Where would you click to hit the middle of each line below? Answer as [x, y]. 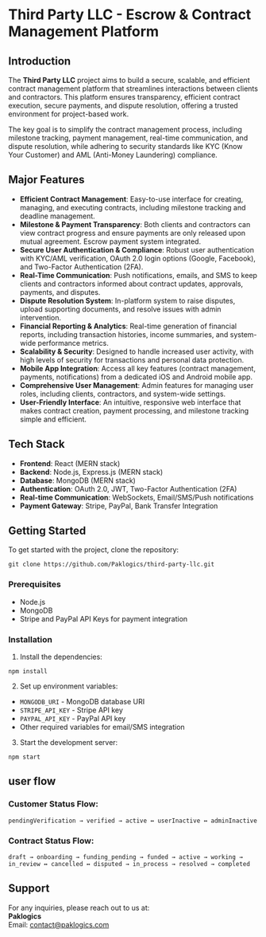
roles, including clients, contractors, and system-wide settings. [123, 394]
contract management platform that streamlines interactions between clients [133, 88]
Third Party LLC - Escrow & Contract [130, 15]
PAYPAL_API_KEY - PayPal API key [73, 719]
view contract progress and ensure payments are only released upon [133, 233]
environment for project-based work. [69, 114]
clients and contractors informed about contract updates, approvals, [131, 284]
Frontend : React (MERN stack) [70, 463]
